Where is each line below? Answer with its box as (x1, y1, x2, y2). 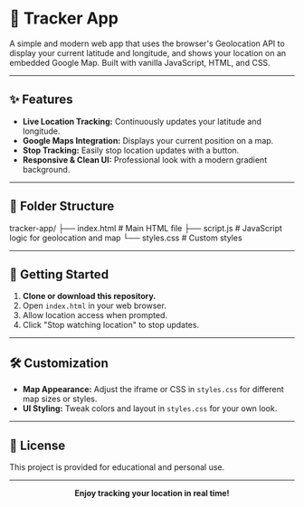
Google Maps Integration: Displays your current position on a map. (22, 135, 274, 146)
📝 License (9, 437, 66, 453)
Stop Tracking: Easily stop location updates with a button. (22, 145, 240, 155)
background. (22, 164, 71, 174)
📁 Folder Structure (9, 199, 115, 214)
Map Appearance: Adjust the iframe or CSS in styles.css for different (22, 384, 285, 395)
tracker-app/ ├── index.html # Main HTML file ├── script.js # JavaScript (9, 222, 283, 233)
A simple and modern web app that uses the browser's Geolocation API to (9, 38, 285, 49)
